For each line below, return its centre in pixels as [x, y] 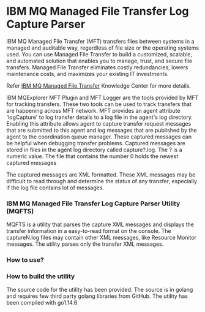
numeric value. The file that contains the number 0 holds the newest [92, 156]
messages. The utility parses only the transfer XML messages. [85, 244]
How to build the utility [41, 276]
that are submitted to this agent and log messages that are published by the [102, 130]
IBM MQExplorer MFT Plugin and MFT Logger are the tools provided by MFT [102, 97]
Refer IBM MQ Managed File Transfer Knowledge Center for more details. [99, 86]
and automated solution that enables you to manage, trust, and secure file [99, 61]
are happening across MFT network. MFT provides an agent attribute [93, 110]
